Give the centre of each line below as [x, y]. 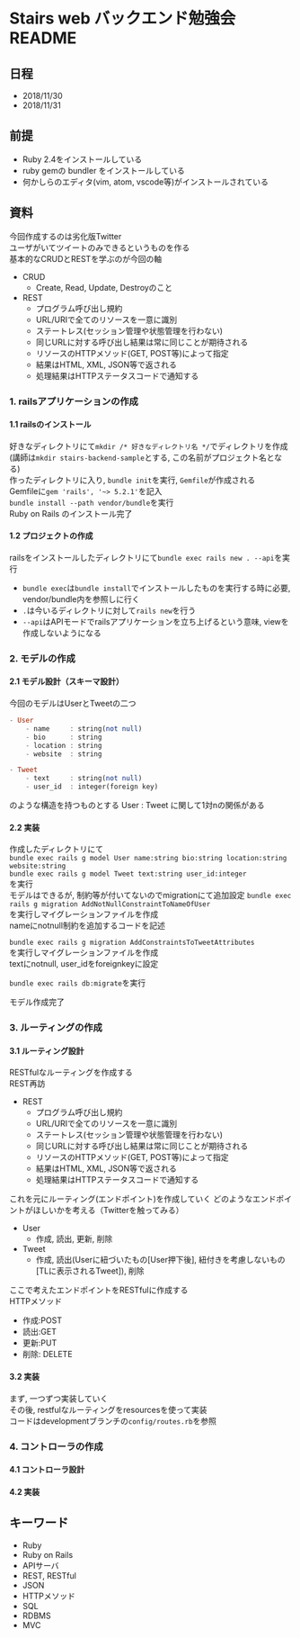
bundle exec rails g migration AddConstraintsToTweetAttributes [132, 943]
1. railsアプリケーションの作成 [74, 401]
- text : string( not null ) [84, 778]
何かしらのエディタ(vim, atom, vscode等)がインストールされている [146, 182]
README [43, 38]
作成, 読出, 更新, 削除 [74, 1239]
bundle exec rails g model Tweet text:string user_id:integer [128, 874]
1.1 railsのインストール [50, 425]
